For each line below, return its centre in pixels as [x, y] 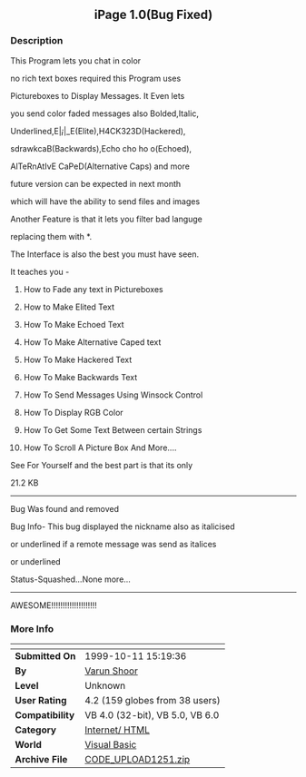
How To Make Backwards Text [80, 377]
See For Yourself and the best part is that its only [102, 465]
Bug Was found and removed [65, 508]
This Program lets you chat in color [76, 60]
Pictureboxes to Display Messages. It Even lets [98, 95]
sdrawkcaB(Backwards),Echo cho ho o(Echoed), [101, 148]
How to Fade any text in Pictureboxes [93, 289]
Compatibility [45, 714]
